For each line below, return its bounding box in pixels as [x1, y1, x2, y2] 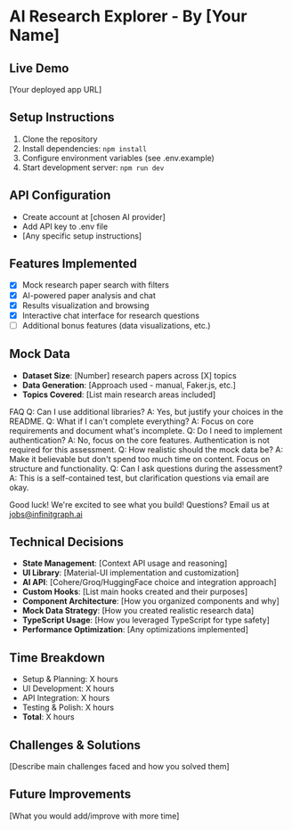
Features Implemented [9, 256, 138, 272]
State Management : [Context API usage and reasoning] [21, 558, 228, 569]
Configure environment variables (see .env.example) [21, 152, 215, 163]
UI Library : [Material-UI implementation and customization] [21, 567, 239, 578]
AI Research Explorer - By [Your [9, 6, 247, 27]
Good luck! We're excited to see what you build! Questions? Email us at [9, 499, 270, 509]
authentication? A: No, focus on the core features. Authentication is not [9, 435, 270, 445]
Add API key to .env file [21, 221, 109, 232]
